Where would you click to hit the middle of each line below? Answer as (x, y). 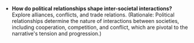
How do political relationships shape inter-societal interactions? (92, 9)
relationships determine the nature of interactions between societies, (95, 21)
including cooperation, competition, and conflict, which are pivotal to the (100, 27)
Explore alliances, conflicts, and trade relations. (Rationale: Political (93, 15)
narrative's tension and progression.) (57, 34)
